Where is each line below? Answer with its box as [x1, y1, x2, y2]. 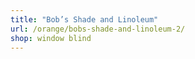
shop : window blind [10, 33, 92, 43]
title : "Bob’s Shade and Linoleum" [10, 14, 159, 25]
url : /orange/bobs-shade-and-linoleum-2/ [10, 24, 186, 34]
